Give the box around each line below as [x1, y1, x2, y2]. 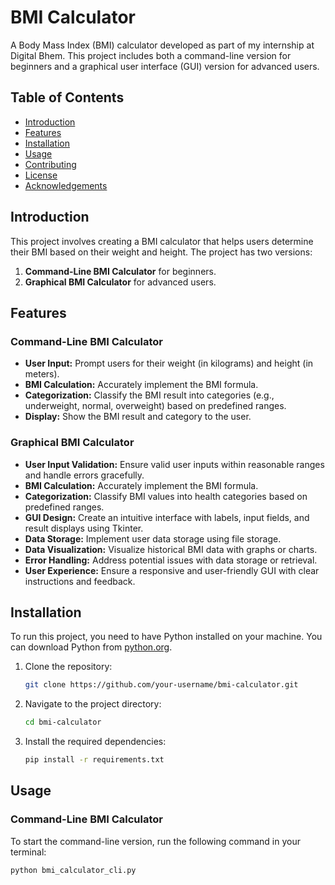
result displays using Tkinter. [24, 522, 144, 534]
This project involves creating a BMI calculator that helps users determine [10, 235, 314, 247]
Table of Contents [10, 89, 125, 106]
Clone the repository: [24, 661, 113, 673]
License [24, 169, 58, 181]
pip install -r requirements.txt [24, 755, 165, 765]
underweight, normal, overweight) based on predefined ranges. [24, 400, 287, 412]
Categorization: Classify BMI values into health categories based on [24, 490, 308, 502]
